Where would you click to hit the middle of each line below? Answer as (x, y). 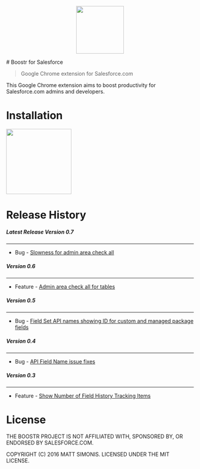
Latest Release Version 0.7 (40, 232)
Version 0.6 (21, 266)
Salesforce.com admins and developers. (56, 91)
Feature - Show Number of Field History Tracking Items (82, 396)
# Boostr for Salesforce (35, 62)
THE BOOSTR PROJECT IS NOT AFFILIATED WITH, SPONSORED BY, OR (95, 436)
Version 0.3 (21, 375)
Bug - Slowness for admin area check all (64, 253)
